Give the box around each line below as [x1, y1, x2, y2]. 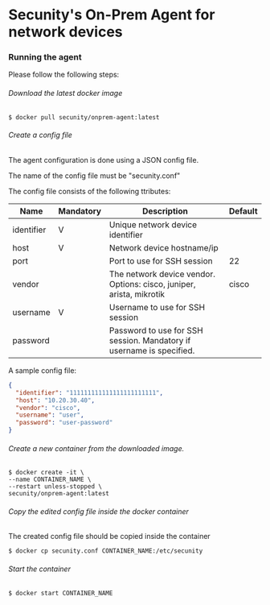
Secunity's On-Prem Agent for [8, 6, 215, 24]
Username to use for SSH [108, 301, 206, 313]
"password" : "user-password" [15, 419, 113, 427]
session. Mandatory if [108, 334, 191, 346]
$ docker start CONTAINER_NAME [8, 589, 113, 597]
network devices [8, 23, 123, 41]
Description [141, 205, 189, 217]
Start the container [8, 564, 71, 574]
